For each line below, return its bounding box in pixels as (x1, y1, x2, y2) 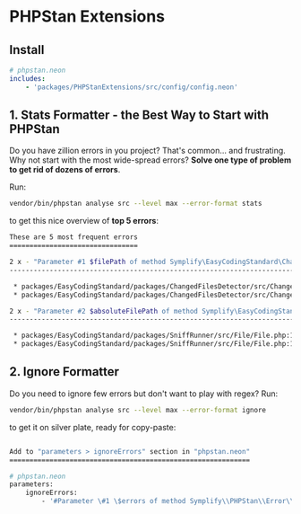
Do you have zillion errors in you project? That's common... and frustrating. (9, 146, 287, 156)
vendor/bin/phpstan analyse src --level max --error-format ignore (9, 405, 267, 414)
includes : (9, 74, 47, 83)
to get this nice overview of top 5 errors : (9, 216, 159, 226)
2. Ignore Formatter (9, 364, 119, 379)
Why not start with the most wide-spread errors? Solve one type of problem (9, 155, 292, 165)
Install (9, 42, 45, 58)
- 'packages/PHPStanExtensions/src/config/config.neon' (25, 83, 239, 92)
